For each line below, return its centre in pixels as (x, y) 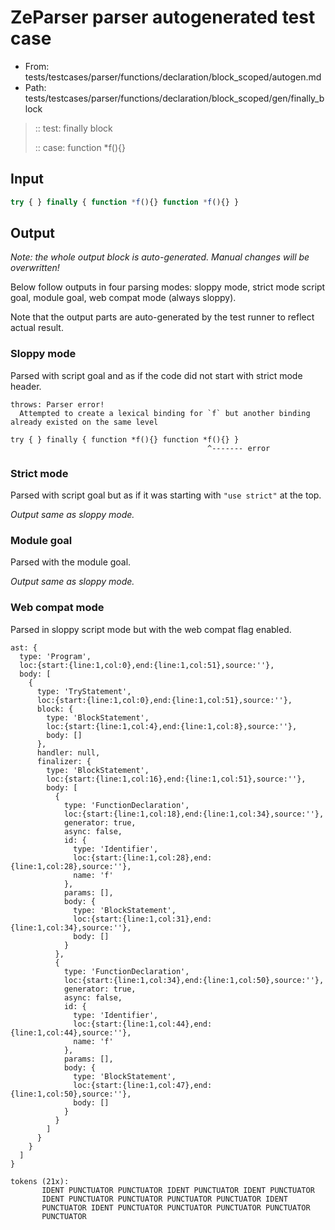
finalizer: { (64, 761)
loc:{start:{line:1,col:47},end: (143, 1085)
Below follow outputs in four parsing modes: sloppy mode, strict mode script (168, 287)
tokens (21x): (40, 1181)
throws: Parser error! (57, 404)
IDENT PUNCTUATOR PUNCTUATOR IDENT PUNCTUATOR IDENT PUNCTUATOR (178, 1190)
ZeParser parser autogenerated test (163, 17)
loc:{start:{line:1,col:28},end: (143, 857)
